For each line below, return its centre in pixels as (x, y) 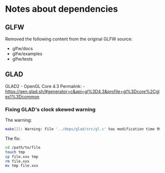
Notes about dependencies (62, 9)
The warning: (18, 120)
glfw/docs (23, 48)
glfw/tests (22, 59)
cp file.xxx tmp (22, 157)
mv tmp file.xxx (22, 166)
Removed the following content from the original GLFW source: (69, 39)
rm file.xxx (17, 161)
